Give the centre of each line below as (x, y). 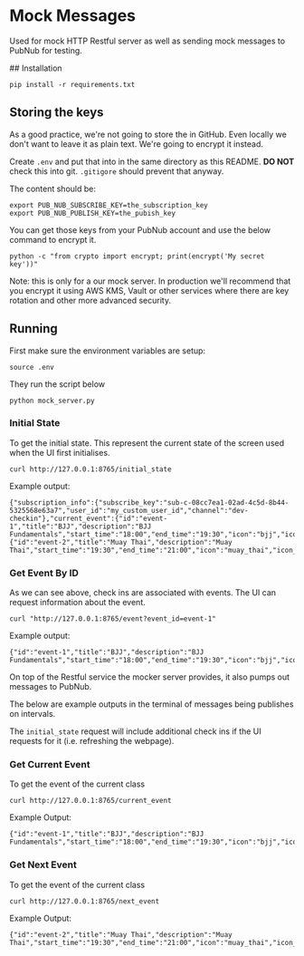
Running (34, 328)
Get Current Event (50, 765)
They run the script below (57, 384)
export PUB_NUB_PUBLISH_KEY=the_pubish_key (93, 213)
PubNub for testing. (46, 50)
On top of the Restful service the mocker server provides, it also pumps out (150, 677)
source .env (32, 367)
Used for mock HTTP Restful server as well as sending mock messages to (147, 41)
